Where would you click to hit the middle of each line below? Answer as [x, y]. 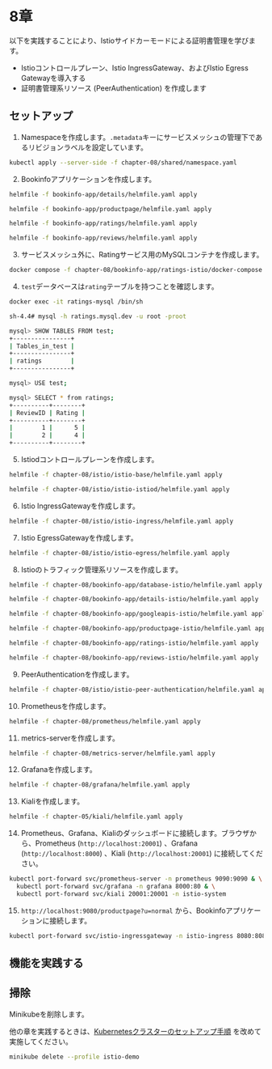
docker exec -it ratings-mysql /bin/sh [76, 302]
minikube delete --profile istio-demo [74, 1057]
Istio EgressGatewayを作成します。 [79, 537]
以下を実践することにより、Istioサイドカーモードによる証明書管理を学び [129, 40]
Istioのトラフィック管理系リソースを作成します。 [101, 569]
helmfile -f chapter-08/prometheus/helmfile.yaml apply [105, 721]
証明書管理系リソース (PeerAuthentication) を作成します [113, 88]
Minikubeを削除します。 [49, 1014]
